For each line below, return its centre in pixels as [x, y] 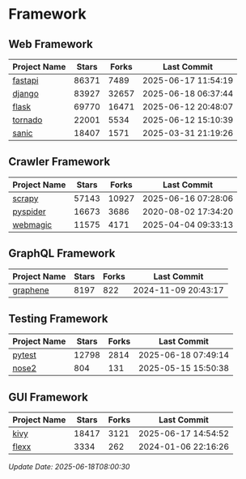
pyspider [29, 212]
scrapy [25, 198]
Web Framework [51, 44]
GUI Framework [49, 397]
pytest [24, 355]
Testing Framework [58, 319]
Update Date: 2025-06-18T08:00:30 [69, 467]
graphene [31, 290]
